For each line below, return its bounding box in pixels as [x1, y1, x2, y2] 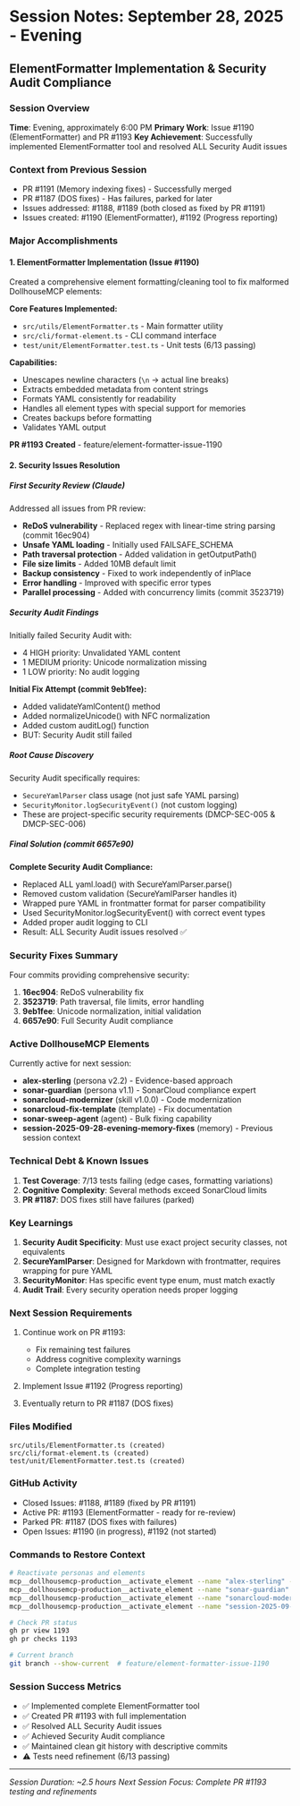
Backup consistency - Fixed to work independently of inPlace [21, 567, 252, 578]
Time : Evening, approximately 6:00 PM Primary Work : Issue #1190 [9, 122, 254, 132]
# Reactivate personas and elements [9, 1569, 146, 1578]
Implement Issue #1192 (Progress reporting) [21, 1381, 184, 1392]
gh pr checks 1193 [9, 1635, 78, 1644]
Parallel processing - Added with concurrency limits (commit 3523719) [21, 586, 285, 597]
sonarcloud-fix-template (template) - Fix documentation [21, 1103, 233, 1115]
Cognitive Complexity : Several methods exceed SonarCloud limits [21, 1184, 268, 1196]
